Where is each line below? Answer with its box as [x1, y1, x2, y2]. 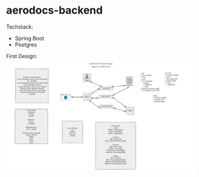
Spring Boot [14, 34, 45, 42]
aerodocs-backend [6, 4, 103, 17]
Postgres [14, 41, 38, 48]
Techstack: [6, 23, 33, 30]
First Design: [6, 52, 38, 59]
